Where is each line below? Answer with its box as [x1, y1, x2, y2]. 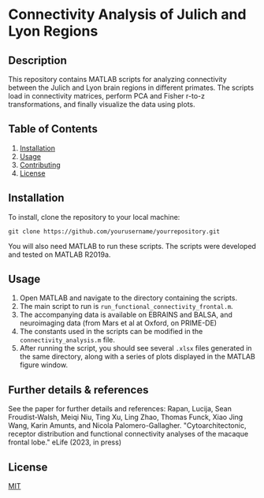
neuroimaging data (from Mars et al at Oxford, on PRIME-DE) [19, 318, 218, 328]
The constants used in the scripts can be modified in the [19, 327, 203, 336]
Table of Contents [8, 122, 99, 136]
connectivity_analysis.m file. [19, 335, 116, 344]
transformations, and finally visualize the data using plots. [8, 100, 195, 109]
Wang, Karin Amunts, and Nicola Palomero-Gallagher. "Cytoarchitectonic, [8, 421, 247, 430]
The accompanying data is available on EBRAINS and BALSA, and [19, 310, 232, 320]
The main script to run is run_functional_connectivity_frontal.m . [19, 302, 234, 311]
